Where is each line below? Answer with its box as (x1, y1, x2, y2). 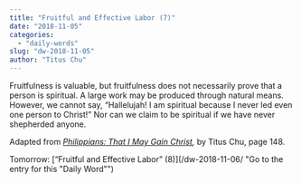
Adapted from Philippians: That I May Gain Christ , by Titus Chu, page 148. (9, 137, 286, 147)
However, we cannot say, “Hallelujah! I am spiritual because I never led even (9, 100, 293, 110)
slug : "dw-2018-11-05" (9, 47, 95, 56)
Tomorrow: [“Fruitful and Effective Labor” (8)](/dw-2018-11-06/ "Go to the (9, 154, 284, 164)
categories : (9, 30, 54, 39)
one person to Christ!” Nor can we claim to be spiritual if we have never (9, 110, 276, 120)
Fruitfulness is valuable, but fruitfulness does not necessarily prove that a (9, 81, 283, 91)
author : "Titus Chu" (9, 55, 88, 64)
